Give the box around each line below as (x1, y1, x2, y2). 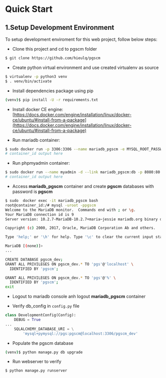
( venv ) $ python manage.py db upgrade (5, 350, 83, 355)
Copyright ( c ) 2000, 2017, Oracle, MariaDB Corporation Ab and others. (5, 226, 156, 231)
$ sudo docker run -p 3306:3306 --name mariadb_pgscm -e (5, 146, 125, 152)
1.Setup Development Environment (5, 23, 115, 32)
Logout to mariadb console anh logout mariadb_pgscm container (12, 294, 146, 300)
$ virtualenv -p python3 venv (5, 74, 68, 79)
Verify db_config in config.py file (12, 303, 80, 309)
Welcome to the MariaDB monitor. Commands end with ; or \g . (5, 207, 136, 212)
